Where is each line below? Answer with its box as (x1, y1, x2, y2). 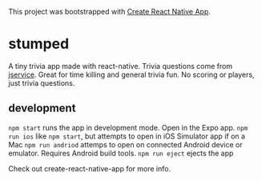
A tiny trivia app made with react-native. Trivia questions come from (8, 61, 233, 70)
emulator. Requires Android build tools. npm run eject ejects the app (8, 148, 234, 158)
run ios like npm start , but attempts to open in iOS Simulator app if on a (8, 131, 246, 141)
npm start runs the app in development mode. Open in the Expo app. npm (8, 123, 248, 132)
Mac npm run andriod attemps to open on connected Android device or (8, 139, 243, 149)
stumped (8, 35, 70, 53)
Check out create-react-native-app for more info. (8, 163, 171, 173)
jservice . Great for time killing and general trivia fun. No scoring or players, (8, 70, 255, 79)
